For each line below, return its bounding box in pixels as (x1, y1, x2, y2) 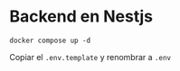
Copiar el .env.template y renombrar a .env (9, 51, 172, 62)
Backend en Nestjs (9, 6, 154, 27)
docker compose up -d (9, 36, 91, 45)
